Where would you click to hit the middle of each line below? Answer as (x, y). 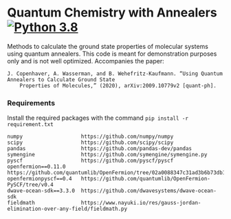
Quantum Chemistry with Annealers (112, 13)
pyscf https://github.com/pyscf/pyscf (90, 161)
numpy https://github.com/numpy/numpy (90, 137)
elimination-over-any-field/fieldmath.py (67, 209)
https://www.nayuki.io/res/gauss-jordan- (141, 203)
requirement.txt (30, 125)
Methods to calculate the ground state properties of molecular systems (108, 46)
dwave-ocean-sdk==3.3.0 (41, 191)
